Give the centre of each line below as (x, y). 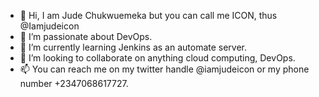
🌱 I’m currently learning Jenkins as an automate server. (133, 47)
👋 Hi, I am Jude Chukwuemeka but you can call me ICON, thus (148, 15)
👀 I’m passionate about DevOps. (86, 36)
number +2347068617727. (74, 83)
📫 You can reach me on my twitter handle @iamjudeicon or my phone (164, 69)
